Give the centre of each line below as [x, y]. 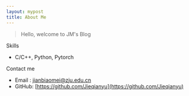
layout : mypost [25, 12]
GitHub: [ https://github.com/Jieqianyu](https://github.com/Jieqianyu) [99, 86]
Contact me [21, 68]
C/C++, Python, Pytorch [44, 57]
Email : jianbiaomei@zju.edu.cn [53, 80]
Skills [13, 46]
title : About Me [26, 17]
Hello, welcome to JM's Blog [56, 34]
